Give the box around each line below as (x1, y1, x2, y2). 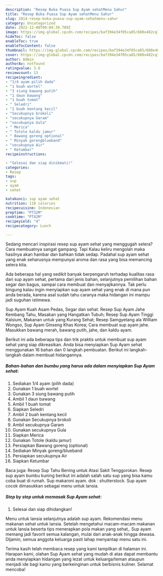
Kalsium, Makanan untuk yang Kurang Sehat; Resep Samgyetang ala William (5, 316, 158, 322)
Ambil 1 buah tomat (12, 401, 51, 407)
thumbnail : (5, 48, 28, 52)
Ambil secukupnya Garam (12, 421, 64, 428)
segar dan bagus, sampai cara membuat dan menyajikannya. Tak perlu (5, 281, 147, 287)
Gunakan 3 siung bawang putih (12, 391, 75, 397)
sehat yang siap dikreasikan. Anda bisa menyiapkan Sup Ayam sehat (5, 341, 142, 348)
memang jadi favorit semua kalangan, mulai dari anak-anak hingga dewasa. (5, 531, 156, 537)
